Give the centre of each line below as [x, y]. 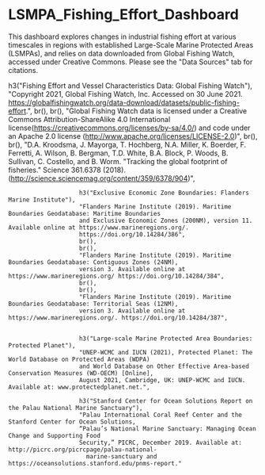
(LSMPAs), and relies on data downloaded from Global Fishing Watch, [121, 53]
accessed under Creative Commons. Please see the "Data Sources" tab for [131, 62]
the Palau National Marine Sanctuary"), [76, 408]
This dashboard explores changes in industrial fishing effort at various [122, 36]
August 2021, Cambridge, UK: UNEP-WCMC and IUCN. [162, 380]
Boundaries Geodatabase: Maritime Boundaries [84, 213]
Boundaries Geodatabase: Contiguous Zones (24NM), [93, 262]
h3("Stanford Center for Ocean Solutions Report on [166, 401]
